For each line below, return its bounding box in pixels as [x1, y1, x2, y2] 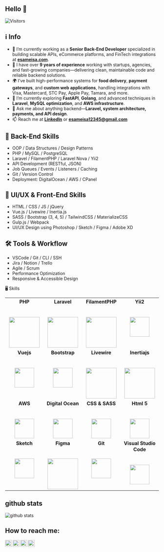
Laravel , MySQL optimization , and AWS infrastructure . [12, 100, 125, 106]
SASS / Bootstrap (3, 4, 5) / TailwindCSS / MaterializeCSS [12, 214, 128, 220]
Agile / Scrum [12, 265, 40, 271]
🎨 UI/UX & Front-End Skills [5, 191, 86, 199]
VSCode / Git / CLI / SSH [12, 255, 62, 261]
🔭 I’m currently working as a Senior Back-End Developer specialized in [12, 46, 155, 52]
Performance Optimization [12, 271, 65, 276]
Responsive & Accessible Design [12, 276, 78, 282]
